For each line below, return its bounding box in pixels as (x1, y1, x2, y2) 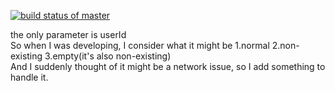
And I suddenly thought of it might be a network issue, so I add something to (10, 61, 326, 72)
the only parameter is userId (10, 29, 127, 40)
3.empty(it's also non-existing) (44, 50, 172, 62)
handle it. (10, 71, 49, 83)
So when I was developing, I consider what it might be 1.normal (10, 40, 270, 51)
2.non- (271, 40, 300, 51)
